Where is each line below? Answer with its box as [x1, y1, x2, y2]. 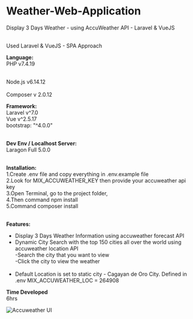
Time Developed [6, 288, 48, 296]
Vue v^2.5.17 [6, 115, 37, 123]
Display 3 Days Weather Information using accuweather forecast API [14, 232, 185, 239]
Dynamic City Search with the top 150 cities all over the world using [14, 238, 182, 246]
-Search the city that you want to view [14, 251, 110, 258]
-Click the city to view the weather [14, 257, 100, 265]
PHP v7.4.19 [6, 60, 35, 67]
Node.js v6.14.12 [6, 78, 46, 85]
